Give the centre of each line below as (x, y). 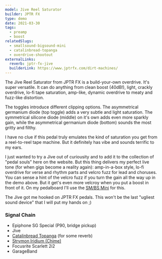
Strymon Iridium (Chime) (37, 241)
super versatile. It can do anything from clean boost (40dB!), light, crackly (79, 87)
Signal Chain (20, 215)
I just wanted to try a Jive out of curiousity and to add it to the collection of (80, 157)
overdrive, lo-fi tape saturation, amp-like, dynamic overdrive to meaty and (79, 92)
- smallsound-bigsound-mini (38, 46)
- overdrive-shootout (31, 55)
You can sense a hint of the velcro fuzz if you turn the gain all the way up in (80, 177)
